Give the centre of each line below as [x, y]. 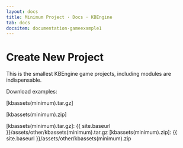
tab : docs [18, 22]
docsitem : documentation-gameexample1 [54, 28]
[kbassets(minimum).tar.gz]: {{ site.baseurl [58, 126]
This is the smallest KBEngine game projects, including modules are [89, 74]
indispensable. [24, 80]
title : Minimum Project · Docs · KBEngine [59, 17]
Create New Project [55, 57]
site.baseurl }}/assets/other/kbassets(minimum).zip [69, 139]
